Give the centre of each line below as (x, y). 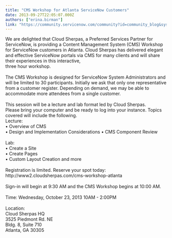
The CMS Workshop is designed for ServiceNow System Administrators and (85, 77)
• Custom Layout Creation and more (44, 159)
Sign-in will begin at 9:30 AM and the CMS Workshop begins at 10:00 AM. (83, 187)
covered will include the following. (41, 116)
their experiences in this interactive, (43, 61)
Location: (15, 208)
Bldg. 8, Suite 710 (24, 225)
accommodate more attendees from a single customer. (63, 94)
